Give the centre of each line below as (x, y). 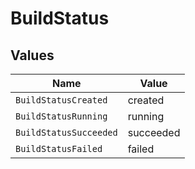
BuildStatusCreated (61, 100)
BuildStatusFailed (59, 148)
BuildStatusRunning (61, 116)
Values (32, 55)
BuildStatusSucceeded (66, 132)
